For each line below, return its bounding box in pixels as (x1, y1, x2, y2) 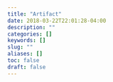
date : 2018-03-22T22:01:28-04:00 (7, 17, 107, 24)
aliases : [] (7, 51, 43, 58)
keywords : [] (7, 37, 46, 44)
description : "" (7, 24, 55, 31)
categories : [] (7, 30, 53, 38)
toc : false (7, 57, 40, 64)
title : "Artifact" (7, 10, 62, 18)
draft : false (7, 63, 46, 71)
